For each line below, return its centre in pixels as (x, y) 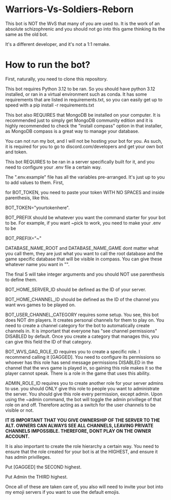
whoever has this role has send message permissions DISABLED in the (79, 362)
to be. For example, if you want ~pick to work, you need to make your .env (83, 223)
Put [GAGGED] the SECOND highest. (44, 467)
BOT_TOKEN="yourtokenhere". (38, 207)
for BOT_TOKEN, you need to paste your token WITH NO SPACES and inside (85, 192)
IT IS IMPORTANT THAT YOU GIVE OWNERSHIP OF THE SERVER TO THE (83, 420)
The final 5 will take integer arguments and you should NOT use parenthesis (85, 274)
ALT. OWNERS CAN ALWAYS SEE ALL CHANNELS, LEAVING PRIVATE (79, 425)
